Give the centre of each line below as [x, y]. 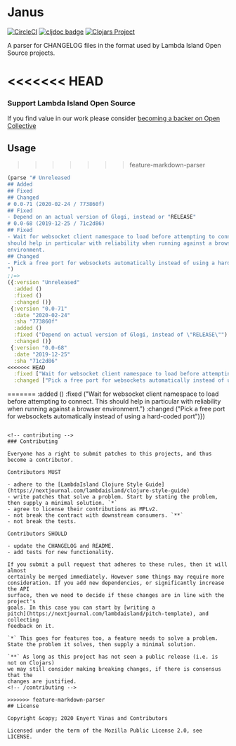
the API [19, 589]
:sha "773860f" [36, 322]
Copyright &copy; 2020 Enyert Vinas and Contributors [88, 719]
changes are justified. [42, 682]
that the [20, 676]
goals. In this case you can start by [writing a [81, 608]
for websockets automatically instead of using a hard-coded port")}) [106, 416]
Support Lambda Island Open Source [71, 103]
